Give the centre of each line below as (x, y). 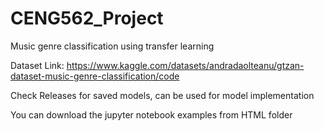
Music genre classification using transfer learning (112, 46)
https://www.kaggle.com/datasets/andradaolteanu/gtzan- (185, 65)
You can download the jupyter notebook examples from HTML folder (151, 114)
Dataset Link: (37, 65)
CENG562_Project (87, 18)
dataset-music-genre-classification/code (95, 76)
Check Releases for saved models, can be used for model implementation (162, 95)
